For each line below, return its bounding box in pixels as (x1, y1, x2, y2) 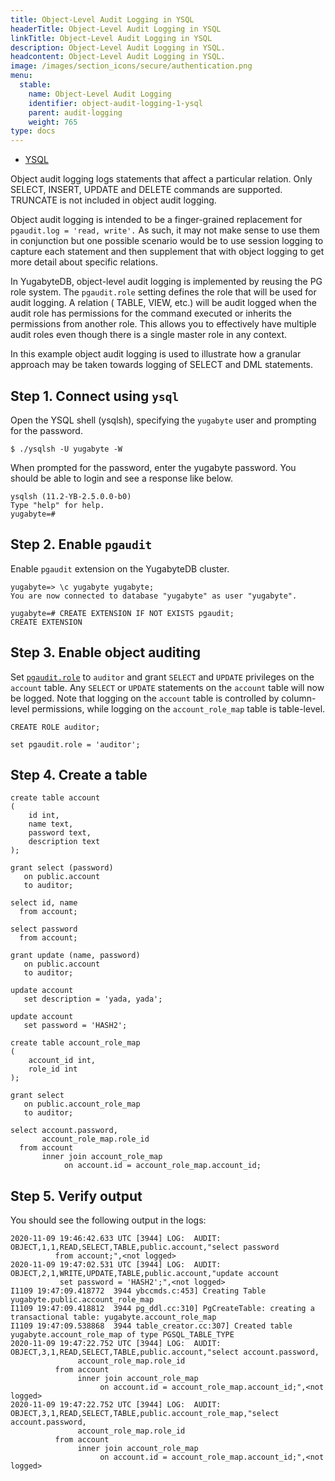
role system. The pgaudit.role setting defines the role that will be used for (10, 286, 317, 298)
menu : (10, 71, 33, 81)
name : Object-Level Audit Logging (28, 89, 172, 99)
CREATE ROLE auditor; (10, 722, 101, 732)
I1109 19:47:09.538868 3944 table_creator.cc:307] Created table (10, 1321, 293, 1331)
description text (28, 837, 101, 847)
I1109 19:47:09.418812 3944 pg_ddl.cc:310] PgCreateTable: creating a (10, 1304, 315, 1314)
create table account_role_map (10, 1038, 141, 1048)
